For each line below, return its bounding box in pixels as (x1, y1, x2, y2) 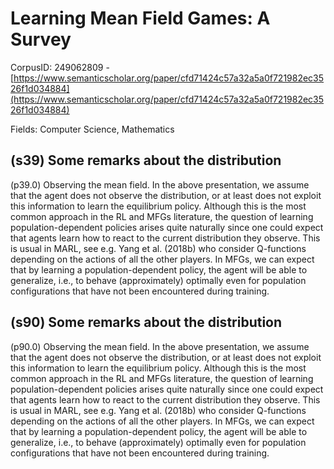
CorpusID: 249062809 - (10, 61, 110, 73)
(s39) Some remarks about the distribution (10, 152, 282, 169)
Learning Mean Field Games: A (10, 7, 271, 30)
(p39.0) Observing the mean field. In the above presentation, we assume (10, 178, 310, 191)
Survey (10, 28, 72, 51)
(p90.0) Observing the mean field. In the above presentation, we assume (10, 340, 310, 352)
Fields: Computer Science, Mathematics (10, 123, 175, 135)
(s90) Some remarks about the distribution (10, 314, 283, 331)
